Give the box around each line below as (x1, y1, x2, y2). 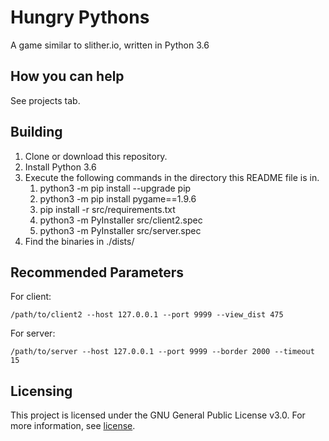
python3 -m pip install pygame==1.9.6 (39, 192, 197, 205)
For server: (10, 327, 56, 340)
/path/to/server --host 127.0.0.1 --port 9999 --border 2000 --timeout (10, 347, 315, 357)
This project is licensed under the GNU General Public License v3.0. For (10, 409, 306, 421)
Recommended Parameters (10, 264, 185, 281)
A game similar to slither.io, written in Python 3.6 (10, 39, 210, 51)
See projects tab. (10, 94, 81, 106)
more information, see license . (10, 420, 136, 432)
